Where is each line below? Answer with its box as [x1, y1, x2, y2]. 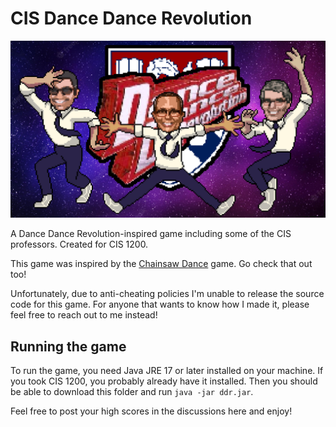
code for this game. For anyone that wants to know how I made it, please [10, 298, 310, 311]
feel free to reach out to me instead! [10, 309, 158, 321]
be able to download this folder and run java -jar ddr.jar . [10, 386, 254, 398]
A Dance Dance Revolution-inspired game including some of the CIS [10, 228, 292, 240]
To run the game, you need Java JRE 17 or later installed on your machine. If [10, 365, 324, 377]
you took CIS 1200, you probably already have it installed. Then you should [10, 375, 318, 387]
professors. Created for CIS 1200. [10, 238, 149, 251]
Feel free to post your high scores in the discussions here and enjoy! [10, 405, 293, 417]
